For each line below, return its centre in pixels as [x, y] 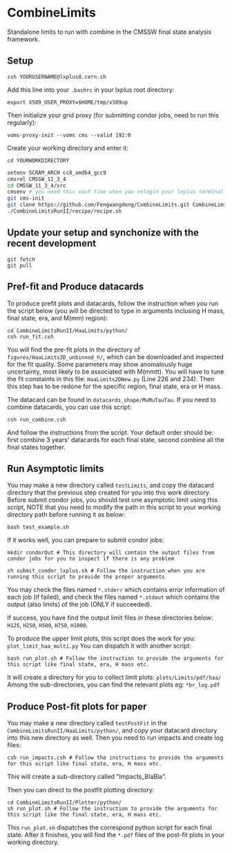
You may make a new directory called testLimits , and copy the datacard [110, 486]
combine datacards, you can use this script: [70, 407]
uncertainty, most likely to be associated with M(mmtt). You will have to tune [116, 372]
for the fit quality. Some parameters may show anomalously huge [100, 364]
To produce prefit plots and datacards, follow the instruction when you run [113, 303]
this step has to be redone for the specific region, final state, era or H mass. [115, 386]
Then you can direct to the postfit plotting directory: [81, 790]
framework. [23, 39]
